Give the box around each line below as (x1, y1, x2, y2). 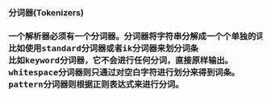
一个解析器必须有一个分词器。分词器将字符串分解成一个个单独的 (8, 30, 256, 42)
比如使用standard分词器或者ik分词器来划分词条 (8, 42, 199, 54)
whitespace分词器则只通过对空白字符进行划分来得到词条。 (8, 67, 240, 78)
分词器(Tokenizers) (8, 6, 85, 18)
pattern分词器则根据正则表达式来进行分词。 (8, 79, 184, 90)
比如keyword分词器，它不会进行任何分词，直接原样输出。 (8, 55, 234, 66)
